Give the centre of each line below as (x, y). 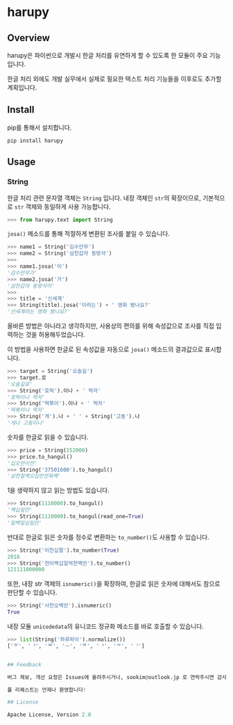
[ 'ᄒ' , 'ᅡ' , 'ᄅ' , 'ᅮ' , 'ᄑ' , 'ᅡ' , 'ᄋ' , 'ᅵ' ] (76, 646)
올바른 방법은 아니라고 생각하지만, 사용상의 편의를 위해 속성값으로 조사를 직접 (111, 326)
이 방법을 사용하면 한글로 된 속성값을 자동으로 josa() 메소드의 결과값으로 (105, 349)
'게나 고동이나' (26, 423)
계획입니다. (22, 87)
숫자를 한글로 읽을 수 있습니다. (48, 437)
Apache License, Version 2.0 (49, 715)
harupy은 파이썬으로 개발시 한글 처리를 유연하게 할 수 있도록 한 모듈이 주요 (107, 55)
